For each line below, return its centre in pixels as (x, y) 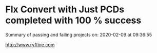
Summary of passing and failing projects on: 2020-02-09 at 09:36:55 (79, 34)
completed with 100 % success (73, 20)
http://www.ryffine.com (30, 44)
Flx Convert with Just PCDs (65, 10)
